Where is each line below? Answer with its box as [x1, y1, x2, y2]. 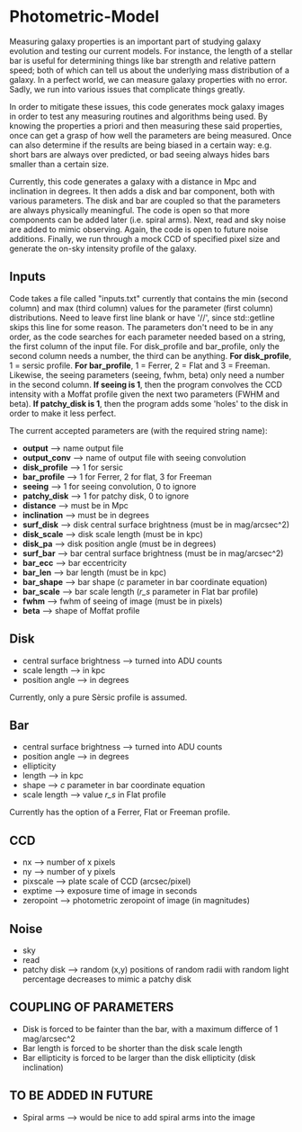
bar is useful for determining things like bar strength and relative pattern [9, 55, 276, 66]
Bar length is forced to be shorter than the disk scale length [22, 1042, 243, 1054]
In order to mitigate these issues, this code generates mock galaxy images [9, 101, 285, 112]
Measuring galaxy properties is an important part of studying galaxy [9, 36, 262, 47]
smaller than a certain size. [9, 158, 110, 169]
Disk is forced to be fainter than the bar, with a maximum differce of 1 [22, 1023, 279, 1034]
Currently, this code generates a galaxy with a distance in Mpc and [9, 175, 257, 186]
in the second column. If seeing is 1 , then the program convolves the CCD [9, 379, 283, 390]
